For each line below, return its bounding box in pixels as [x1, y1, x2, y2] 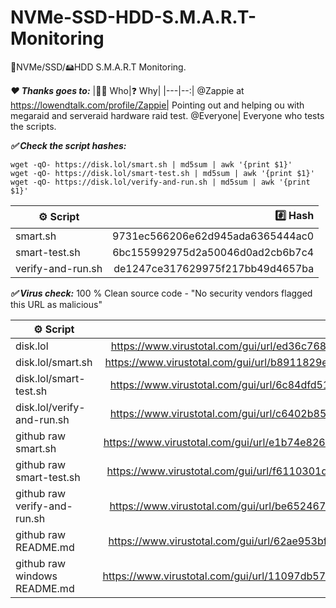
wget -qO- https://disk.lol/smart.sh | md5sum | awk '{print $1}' [10, 159, 293, 170]
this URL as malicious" [10, 298, 103, 310]
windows [15, 569, 58, 583]
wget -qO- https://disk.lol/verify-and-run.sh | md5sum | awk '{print [10, 177, 311, 187]
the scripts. [10, 120, 57, 132]
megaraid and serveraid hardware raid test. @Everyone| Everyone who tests [10, 109, 325, 121]
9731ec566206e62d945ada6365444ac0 [112, 229, 315, 243]
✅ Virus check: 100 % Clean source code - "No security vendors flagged [10, 287, 313, 299]
